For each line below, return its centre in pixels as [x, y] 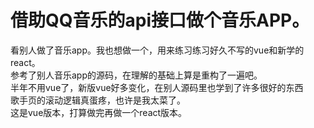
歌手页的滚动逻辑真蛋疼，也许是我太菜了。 [98, 100]
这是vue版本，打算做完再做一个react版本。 [99, 112]
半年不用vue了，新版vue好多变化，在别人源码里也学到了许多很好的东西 [157, 87]
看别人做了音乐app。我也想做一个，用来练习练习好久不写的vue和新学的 [157, 50]
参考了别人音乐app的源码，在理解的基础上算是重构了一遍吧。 [136, 75]
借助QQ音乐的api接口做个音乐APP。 [160, 20]
